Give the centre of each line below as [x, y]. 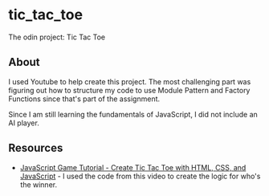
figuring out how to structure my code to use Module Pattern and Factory [129, 90]
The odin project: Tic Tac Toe [57, 37]
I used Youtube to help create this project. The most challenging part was [130, 81]
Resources [36, 148]
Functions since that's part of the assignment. [84, 99]
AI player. [24, 123]
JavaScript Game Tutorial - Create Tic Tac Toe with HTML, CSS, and [133, 167]
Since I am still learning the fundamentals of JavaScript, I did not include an [133, 114]
